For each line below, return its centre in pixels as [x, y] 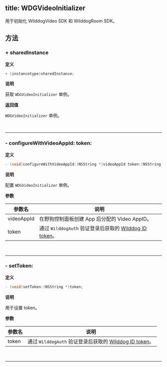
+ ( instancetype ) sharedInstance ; [40, 74]
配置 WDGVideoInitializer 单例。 [39, 185]
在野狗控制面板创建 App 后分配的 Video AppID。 [95, 219]
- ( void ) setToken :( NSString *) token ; [44, 287]
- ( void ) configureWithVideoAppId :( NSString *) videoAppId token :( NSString [83, 164]
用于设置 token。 [22, 308]
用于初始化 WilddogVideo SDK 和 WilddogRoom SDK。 [61, 21]
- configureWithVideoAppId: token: [48, 143]
